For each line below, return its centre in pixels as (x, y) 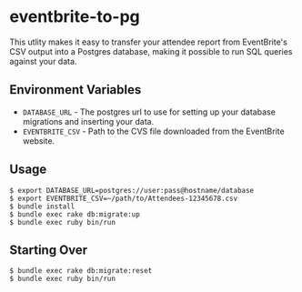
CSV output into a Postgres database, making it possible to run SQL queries (151, 51)
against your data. (43, 61)
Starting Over (49, 250)
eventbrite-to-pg (75, 17)
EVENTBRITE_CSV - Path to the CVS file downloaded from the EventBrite (153, 131)
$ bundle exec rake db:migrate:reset (81, 271)
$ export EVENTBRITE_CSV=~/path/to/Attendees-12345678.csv (124, 198)
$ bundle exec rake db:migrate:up (75, 214)
